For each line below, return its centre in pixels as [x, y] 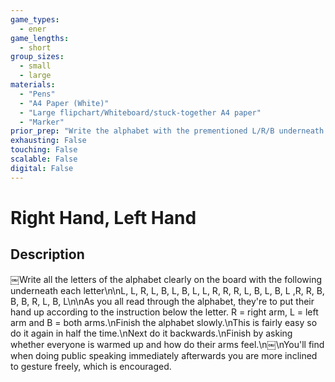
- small [35, 66]
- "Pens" [37, 94]
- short [35, 47]
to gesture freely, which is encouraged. [91, 366]
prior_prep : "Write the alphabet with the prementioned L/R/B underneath [167, 131]
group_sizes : [37, 57]
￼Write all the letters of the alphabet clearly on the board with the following [166, 279]
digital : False [42, 168]
